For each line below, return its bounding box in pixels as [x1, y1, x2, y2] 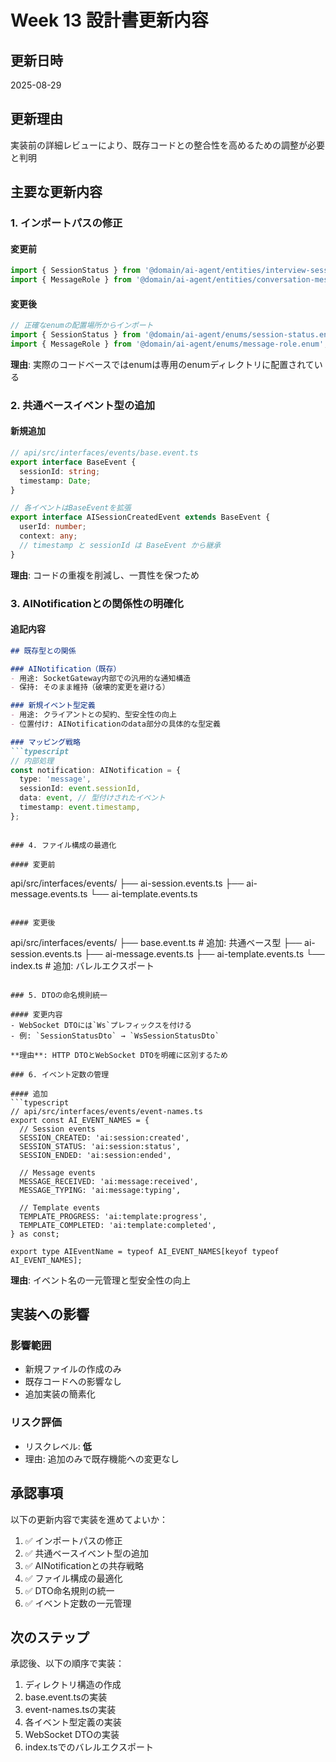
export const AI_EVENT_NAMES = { [10, 1115, 150, 1125]
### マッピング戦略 [10, 737, 81, 747]
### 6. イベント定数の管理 [10, 1069, 110, 1080]
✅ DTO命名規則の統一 [24, 1584, 115, 1596]
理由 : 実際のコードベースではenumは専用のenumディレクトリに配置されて [10, 358, 315, 370]
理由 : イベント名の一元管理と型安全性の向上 [10, 1274, 191, 1286]
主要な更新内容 [10, 184, 103, 201]
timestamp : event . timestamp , [19, 802, 141, 813]
